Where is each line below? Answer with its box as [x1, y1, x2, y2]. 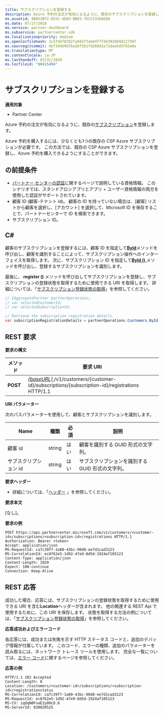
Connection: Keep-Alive [5, 568, 54, 573]
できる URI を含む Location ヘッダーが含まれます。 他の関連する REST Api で [5, 603, 157, 609]
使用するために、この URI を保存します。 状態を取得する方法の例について [5, 609, 152, 615]
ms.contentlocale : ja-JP [5, 52, 56, 58]
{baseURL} [28, 375, 53, 382]
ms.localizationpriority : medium [5, 35, 73, 40]
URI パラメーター [5, 401, 39, 407]
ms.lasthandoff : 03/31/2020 [5, 57, 62, 62]
